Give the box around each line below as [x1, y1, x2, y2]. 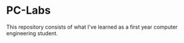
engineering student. [6, 29, 59, 36]
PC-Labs [6, 4, 51, 17]
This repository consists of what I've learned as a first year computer [6, 23, 178, 30]
